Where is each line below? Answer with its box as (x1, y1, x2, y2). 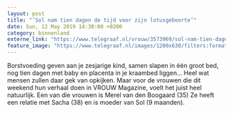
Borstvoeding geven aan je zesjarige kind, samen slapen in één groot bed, (7, 62, 219, 69)
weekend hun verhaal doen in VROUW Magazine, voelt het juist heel (7, 84, 202, 92)
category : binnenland (7, 29, 70, 37)
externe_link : (7, 36, 49, 43)
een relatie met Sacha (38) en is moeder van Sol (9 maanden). (7, 98, 185, 106)
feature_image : (7, 42, 51, 49)
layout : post (7, 10, 45, 17)
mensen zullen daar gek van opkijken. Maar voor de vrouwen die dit (7, 76, 201, 84)
